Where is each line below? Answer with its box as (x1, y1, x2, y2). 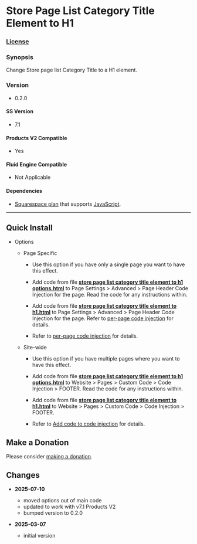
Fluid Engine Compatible (6, 161, 67, 168)
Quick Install (6, 223, 53, 233)
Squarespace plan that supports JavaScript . (14, 200, 121, 208)
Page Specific (23, 250, 57, 257)
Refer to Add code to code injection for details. (32, 420, 145, 427)
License (6, 38, 29, 46)
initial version (23, 532, 56, 539)
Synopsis (6, 53, 33, 62)
